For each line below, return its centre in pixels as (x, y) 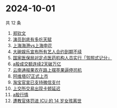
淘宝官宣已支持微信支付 (36, 82)
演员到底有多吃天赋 (32, 39)
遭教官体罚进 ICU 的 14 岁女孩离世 (47, 101)
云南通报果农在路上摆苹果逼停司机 (47, 70)
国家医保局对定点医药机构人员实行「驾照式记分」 (62, 57)
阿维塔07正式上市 (30, 76)
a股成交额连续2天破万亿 (37, 64)
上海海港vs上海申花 (32, 45)
